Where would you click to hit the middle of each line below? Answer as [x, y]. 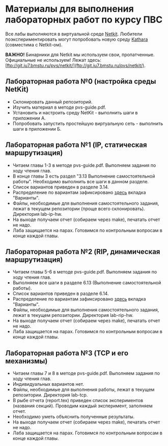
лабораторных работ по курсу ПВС [84, 20]
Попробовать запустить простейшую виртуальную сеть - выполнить [88, 123]
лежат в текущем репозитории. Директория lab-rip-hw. [73, 315]
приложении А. [29, 118]
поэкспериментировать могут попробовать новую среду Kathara [77, 39]
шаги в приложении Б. [37, 129]
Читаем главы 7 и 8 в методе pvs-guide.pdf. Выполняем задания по [86, 374]
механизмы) [26, 361]
